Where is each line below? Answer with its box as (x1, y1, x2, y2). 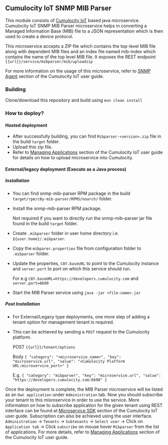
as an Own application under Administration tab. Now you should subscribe (5, 391, 163, 397)
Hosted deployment (5, 122, 48, 128)
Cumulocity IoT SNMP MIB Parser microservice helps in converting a (5, 23, 147, 29)
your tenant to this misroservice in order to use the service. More (5, 397, 139, 403)
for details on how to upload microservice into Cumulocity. (12, 155, 134, 161)
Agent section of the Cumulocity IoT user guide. (5, 73, 104, 79)
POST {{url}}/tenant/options (12, 344, 75, 350)
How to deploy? (5, 110, 44, 117)
